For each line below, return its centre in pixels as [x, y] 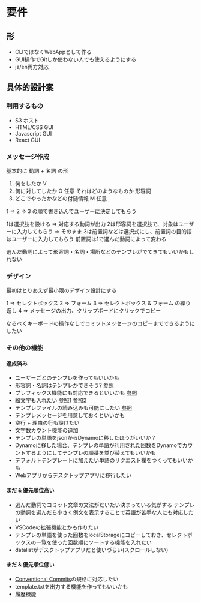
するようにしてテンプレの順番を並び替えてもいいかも [91, 453]
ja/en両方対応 [32, 67]
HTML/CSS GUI [34, 127]
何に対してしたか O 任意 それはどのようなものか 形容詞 [83, 191]
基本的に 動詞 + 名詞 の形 [37, 170]
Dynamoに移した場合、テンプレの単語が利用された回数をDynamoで [98, 445]
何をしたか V [31, 183]
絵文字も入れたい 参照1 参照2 [51, 400]
